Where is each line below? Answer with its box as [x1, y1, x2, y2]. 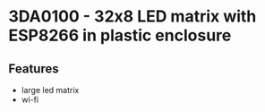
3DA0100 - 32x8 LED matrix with [8, 6, 257, 27]
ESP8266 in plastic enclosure [8, 25, 232, 46]
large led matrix [21, 85, 80, 95]
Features [8, 61, 59, 76]
